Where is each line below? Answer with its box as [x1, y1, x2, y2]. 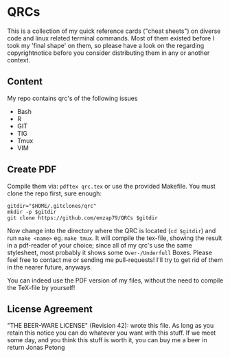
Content [7, 76, 43, 88]
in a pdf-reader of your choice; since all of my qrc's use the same [7, 241, 192, 249]
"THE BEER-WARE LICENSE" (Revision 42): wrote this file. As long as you [7, 322, 214, 330]
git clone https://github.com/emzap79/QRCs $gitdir [7, 214, 158, 222]
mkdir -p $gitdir [7, 208, 57, 215]
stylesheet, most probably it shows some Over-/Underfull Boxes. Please [7, 248, 213, 256]
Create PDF [7, 164, 57, 176]
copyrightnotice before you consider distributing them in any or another [7, 49, 210, 57]
